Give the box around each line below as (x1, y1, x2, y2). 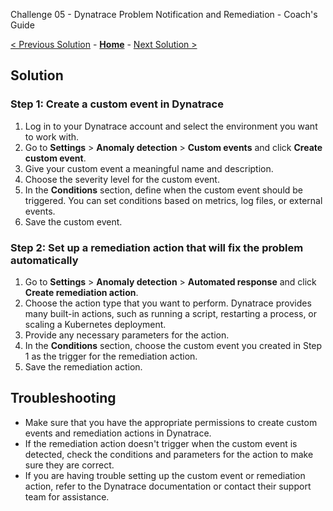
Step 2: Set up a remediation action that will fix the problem (10, 240, 304, 254)
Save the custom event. (24, 215, 123, 228)
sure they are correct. (24, 459, 115, 471)
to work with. (24, 130, 80, 143)
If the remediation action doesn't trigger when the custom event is (24, 437, 298, 449)
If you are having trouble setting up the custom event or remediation (24, 469, 306, 481)
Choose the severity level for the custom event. (24, 173, 220, 185)
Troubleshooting (10, 390, 117, 407)
